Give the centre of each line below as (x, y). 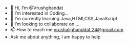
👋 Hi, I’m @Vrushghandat (37, 8)
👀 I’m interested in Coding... (39, 13)
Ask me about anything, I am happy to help (55, 37)
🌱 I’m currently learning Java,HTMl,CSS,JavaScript (64, 18)
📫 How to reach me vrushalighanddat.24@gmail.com (67, 30)
